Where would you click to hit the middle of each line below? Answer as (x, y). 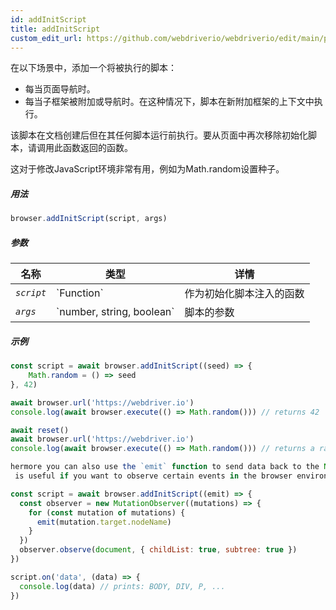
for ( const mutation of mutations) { (107, 512)
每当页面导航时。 (60, 89)
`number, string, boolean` (115, 312)
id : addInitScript (48, 19)
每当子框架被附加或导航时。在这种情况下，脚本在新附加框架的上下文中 (169, 102)
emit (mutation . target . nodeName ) (104, 522)
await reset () (40, 430)
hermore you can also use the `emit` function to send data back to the (165, 467)
